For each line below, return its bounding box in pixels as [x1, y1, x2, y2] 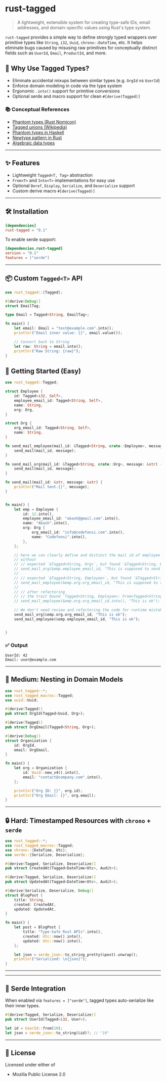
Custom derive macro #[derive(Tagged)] [12, 188, 95, 193]
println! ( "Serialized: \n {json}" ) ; [14, 957, 87, 962]
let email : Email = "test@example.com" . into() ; [14, 326, 114, 331]
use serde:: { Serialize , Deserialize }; [5, 852, 85, 857]
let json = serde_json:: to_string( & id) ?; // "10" [5, 1030, 110, 1035]
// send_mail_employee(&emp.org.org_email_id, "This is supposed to [14, 580, 158, 585]
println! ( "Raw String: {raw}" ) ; [14, 348, 81, 354]
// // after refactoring [14, 589, 65, 594]
